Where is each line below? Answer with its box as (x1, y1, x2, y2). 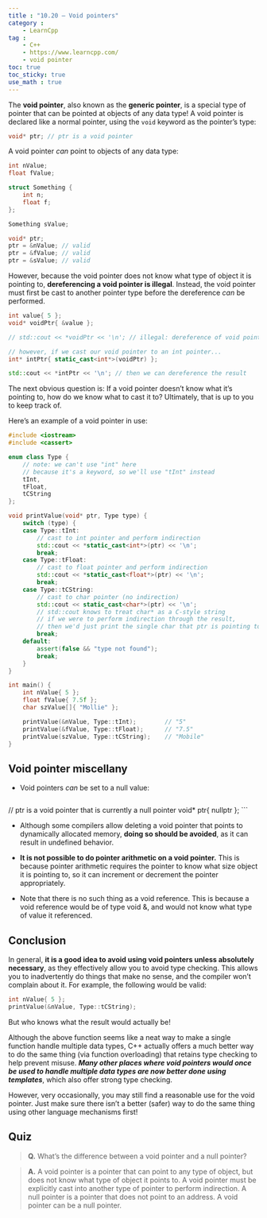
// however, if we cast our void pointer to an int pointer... (8, 347, 222, 356)
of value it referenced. (19, 911, 93, 920)
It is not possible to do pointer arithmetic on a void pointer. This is (19, 853, 240, 863)
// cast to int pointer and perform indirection (37, 534, 201, 542)
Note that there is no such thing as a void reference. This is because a (19, 894, 250, 903)
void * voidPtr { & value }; (8, 319, 94, 327)
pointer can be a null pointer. (27, 1201, 122, 1210)
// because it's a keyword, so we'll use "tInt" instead (22, 468, 215, 476)
